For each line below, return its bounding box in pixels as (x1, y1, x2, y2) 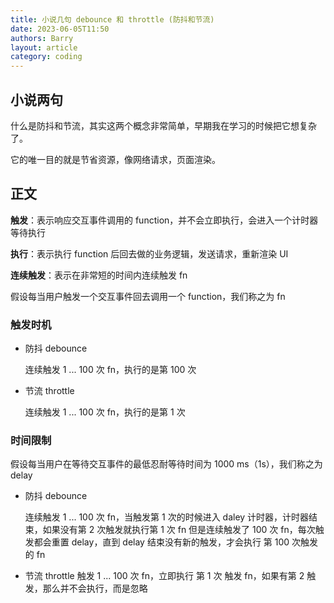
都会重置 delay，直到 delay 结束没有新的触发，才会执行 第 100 (33, 536, 290, 548)
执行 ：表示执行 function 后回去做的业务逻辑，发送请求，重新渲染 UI (10, 247, 289, 260)
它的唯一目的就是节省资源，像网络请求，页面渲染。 (10, 153, 221, 165)
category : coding (10, 52, 83, 62)
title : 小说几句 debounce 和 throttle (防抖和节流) (10, 14, 215, 25)
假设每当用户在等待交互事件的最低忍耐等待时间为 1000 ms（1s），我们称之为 (10, 458, 323, 470)
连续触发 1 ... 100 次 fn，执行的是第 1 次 (24, 406, 186, 418)
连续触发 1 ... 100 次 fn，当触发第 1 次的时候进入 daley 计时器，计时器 (24, 511, 310, 523)
